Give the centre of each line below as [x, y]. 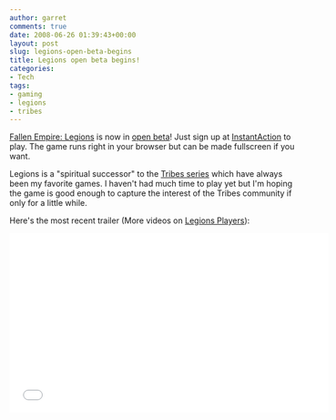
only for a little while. [49, 203]
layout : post [34, 43]
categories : [32, 69]
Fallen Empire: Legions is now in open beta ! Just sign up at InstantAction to [150, 137]
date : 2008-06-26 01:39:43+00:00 [73, 35]
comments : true [38, 26]
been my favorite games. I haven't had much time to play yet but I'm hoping [151, 184]
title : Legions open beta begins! [75, 60]
